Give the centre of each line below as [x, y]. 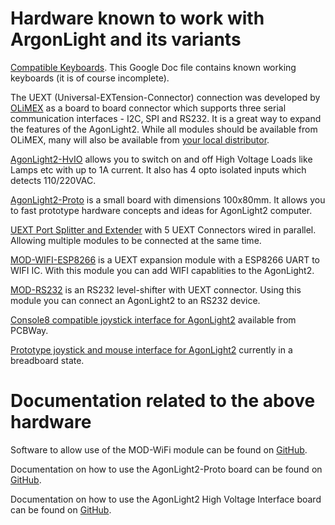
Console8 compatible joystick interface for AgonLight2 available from [153, 319]
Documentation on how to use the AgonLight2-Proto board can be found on [166, 469]
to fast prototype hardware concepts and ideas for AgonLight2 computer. [161, 210]
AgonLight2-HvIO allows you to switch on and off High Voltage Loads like [161, 159]
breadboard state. [47, 360]
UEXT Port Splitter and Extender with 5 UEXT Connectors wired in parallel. [163, 229]
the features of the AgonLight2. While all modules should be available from [164, 129]
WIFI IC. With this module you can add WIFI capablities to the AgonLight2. [162, 270]
